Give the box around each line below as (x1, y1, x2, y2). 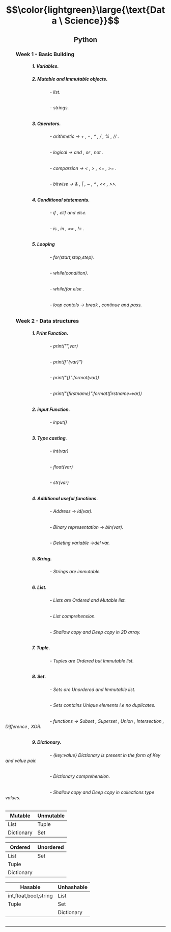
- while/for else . (50, 286, 84, 292)
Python (73, 35, 98, 44)
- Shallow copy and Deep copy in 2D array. (50, 629, 141, 635)
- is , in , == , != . (50, 225, 85, 231)
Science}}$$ (64, 15, 120, 27)
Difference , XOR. (5, 723, 42, 729)
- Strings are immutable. (50, 569, 101, 575)
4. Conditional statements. (32, 197, 90, 203)
